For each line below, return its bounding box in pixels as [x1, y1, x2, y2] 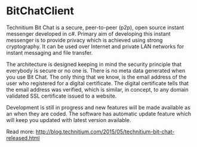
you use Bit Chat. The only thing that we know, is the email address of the [6, 73, 187, 80]
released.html [6, 134, 40, 141]
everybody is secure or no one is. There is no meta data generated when [6, 67, 186, 74]
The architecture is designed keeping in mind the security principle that [6, 61, 182, 68]
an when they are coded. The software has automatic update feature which [6, 110, 192, 117]
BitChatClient [6, 4, 75, 18]
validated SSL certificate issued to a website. [6, 92, 117, 99]
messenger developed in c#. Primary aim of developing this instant [6, 30, 171, 37]
